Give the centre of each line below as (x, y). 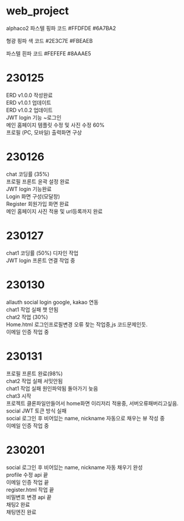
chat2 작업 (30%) (27, 317)
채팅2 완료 (18, 504)
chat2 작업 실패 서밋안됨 (35, 381)
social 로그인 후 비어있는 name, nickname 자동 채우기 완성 (74, 467)
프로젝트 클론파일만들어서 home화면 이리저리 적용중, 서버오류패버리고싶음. (93, 403)
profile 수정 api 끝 (27, 475)
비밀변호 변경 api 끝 (29, 497)
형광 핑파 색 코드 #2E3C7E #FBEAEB (50, 40)
